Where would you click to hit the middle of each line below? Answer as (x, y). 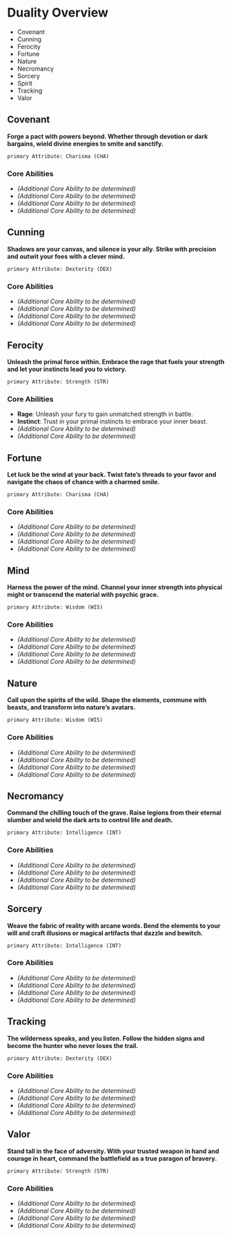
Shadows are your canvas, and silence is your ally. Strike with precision (112, 249)
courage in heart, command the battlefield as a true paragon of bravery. (112, 1158)
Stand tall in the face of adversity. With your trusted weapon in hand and (113, 1151)
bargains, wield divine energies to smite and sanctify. (86, 144)
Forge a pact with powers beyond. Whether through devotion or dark (108, 136)
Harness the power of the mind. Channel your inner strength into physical (115, 587)
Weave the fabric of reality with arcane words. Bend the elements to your (114, 925)
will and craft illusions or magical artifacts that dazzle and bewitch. (105, 933)
